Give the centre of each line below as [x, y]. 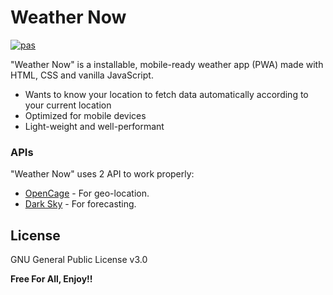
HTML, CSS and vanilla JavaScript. [82, 75]
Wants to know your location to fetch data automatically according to [166, 94]
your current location [68, 105]
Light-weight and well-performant [94, 126]
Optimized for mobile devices [85, 115]
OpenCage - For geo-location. [87, 193]
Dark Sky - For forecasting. [80, 204]
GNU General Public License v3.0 [79, 260]
